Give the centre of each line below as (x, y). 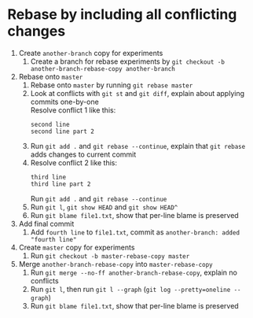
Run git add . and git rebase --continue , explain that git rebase (138, 146)
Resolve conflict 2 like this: (74, 162)
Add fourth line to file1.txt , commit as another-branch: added (135, 232)
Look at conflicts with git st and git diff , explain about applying (137, 93)
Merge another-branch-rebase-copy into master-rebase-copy (115, 264)
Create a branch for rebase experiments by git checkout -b (128, 61)
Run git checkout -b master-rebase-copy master (110, 255)
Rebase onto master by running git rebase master (112, 85)
